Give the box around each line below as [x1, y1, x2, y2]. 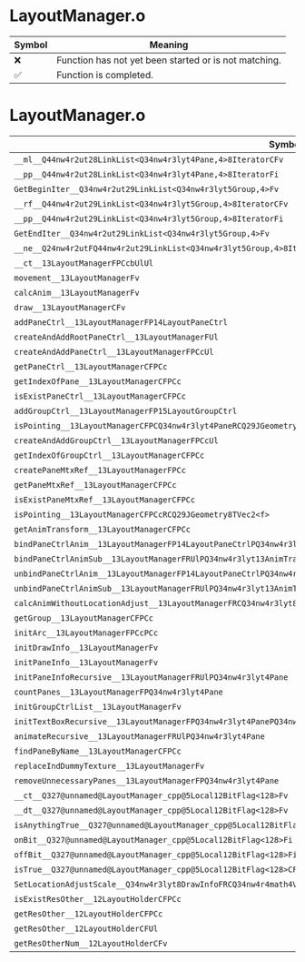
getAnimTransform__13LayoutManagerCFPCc [14, 524, 191, 534]
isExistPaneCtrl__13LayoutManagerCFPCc [14, 390, 186, 401]
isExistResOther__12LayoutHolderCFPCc [14, 894, 182, 904]
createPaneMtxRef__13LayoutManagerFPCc [14, 465, 186, 475]
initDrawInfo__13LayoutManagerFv [14, 643, 159, 653]
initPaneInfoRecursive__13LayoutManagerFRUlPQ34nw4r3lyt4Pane [14, 672, 289, 683]
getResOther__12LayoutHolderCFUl [14, 923, 159, 934]
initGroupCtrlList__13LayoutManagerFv [14, 702, 182, 712]
